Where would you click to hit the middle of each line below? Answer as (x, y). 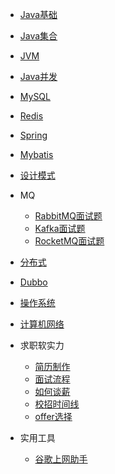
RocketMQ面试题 (69, 241)
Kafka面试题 (60, 228)
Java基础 (38, 14)
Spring (33, 135)
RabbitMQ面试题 (68, 216)
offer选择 (53, 416)
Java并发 (38, 76)
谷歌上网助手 (61, 459)
